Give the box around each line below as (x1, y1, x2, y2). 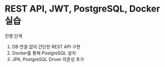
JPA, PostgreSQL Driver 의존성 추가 (12, 56, 84, 62)
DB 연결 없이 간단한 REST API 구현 (12, 43, 81, 49)
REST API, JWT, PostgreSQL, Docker (5, 3, 160, 15)
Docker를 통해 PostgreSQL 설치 (12, 50, 76, 56)
